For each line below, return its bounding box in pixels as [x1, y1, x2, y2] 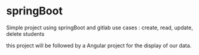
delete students [6, 30, 45, 37]
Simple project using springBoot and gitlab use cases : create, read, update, [6, 24, 193, 31]
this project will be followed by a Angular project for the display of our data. [6, 42, 192, 49]
